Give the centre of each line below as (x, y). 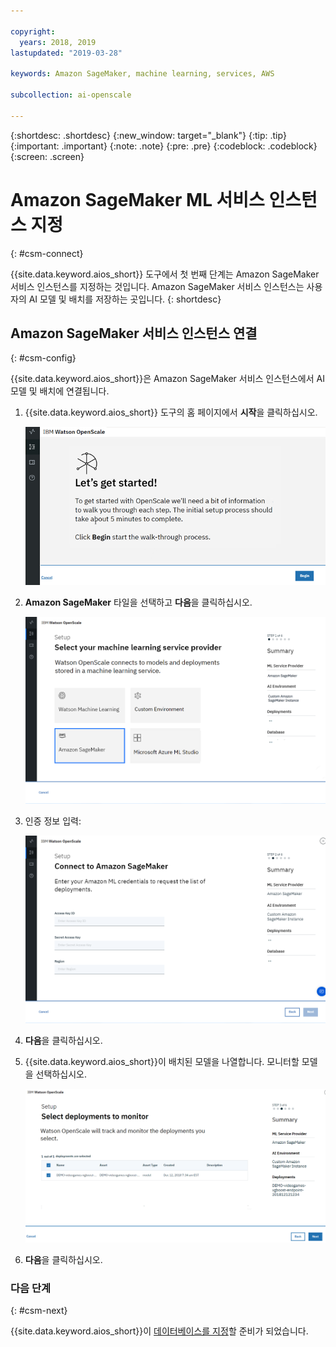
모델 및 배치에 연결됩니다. (60, 391)
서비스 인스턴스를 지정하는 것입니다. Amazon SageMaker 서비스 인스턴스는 (157, 286)
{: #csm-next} (39, 1311)
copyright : (33, 31)
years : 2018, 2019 (58, 42)
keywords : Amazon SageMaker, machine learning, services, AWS (142, 74)
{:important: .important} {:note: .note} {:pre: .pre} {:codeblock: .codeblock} (164, 146)
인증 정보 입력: (53, 821)
